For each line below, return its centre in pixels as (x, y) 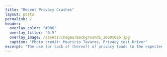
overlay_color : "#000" (33, 28)
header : (13, 24)
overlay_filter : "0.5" (33, 33)
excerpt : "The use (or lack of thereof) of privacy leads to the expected (84, 47)
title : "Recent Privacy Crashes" (40, 10)
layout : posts (20, 14)
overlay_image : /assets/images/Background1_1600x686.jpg (70, 38)
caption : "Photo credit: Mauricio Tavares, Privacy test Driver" (79, 42)
